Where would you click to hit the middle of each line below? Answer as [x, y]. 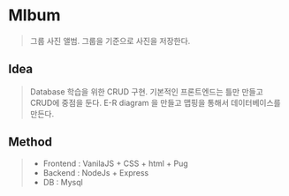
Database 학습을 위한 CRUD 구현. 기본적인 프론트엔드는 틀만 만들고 [147, 91]
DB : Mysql [63, 182]
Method [30, 142]
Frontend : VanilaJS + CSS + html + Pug [116, 163]
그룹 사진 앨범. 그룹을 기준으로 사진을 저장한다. [110, 41]
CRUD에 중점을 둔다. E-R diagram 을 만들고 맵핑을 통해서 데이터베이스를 [155, 102]
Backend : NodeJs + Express [96, 172]
